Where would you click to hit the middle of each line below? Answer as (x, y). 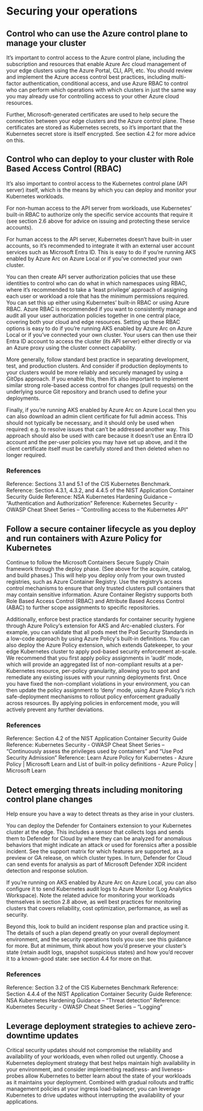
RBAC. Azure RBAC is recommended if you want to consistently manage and (102, 309)
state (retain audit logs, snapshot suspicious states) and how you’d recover (100, 952)
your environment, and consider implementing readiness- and (83, 1070)
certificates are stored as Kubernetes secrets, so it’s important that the (94, 127)
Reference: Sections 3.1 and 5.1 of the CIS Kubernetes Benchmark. (89, 484)
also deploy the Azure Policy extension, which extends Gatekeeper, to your (100, 645)
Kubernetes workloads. (35, 196)
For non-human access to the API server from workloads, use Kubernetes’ (99, 208)
